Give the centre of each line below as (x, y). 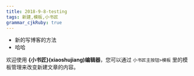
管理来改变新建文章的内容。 (45, 67)
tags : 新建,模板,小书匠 (32, 17)
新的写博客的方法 (35, 40)
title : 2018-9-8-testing (37, 11)
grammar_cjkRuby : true (34, 22)
